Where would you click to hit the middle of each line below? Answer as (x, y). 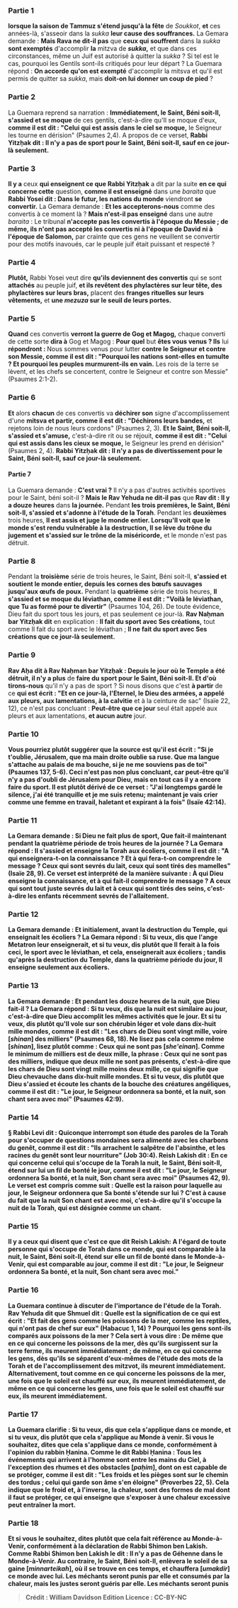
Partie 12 (23, 914)
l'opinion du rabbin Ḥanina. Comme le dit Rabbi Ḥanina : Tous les (105, 1452)
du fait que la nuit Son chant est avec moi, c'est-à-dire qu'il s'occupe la (115, 1201)
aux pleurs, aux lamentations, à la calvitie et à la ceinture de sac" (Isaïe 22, (119, 700)
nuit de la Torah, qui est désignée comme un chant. (85, 1208)
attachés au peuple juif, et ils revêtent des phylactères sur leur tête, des (115, 285)
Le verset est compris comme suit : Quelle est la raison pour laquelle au (115, 1185)
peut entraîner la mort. (42, 1505)
